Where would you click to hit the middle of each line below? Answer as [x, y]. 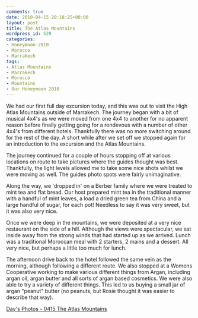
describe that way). [30, 297]
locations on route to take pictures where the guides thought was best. [92, 162]
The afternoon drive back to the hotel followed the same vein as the [89, 259]
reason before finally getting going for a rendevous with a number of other [97, 125]
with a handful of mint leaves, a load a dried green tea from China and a [94, 198]
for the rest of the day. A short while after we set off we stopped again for [96, 137]
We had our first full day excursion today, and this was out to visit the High [97, 106]
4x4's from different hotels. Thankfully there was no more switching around [98, 131]
